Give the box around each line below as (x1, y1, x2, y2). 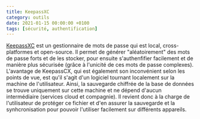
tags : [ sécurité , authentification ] (6, 25, 98, 32)
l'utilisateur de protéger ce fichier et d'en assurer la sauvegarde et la (6, 100, 175, 107)
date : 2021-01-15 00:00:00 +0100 (6, 20, 90, 26)
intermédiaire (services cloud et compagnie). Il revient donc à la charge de (6, 93, 190, 100)
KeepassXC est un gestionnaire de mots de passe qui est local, (6, 42, 162, 49)
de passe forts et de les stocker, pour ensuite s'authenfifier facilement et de (6, 55, 193, 62)
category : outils (6, 14, 50, 20)
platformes (6, 49, 33, 56)
